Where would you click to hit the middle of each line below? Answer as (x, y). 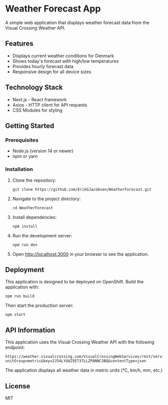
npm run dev (25, 245)
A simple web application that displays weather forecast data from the (77, 23)
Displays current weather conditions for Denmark (63, 56)
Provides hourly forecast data (43, 66)
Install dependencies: (34, 217)
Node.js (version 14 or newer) (43, 151)
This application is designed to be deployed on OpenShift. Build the (74, 282)
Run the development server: (42, 235)
